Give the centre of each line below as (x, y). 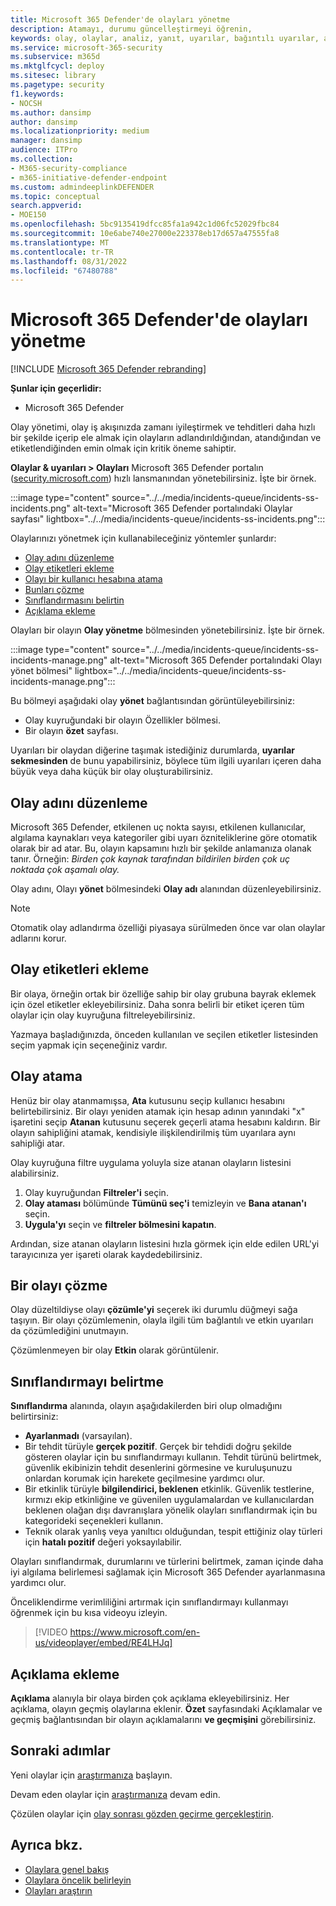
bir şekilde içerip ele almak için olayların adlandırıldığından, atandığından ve (166, 438)
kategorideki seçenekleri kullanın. (94, 1521)
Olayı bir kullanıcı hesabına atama (93, 579)
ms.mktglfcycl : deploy (57, 66)
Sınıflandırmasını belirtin (74, 600)
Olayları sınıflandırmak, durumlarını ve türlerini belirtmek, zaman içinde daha (167, 1562)
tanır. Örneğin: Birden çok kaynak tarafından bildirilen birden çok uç (150, 859)
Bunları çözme (54, 590)
